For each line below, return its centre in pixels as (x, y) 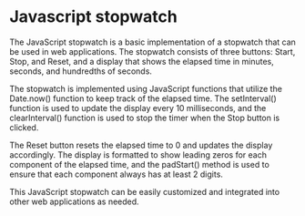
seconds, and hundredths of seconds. (81, 71)
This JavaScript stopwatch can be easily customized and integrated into (145, 191)
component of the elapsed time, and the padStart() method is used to (140, 164)
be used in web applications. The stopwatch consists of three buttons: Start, (152, 51)
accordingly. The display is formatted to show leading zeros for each (138, 154)
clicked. (24, 127)
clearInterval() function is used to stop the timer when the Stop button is (145, 118)
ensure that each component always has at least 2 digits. (116, 174)
